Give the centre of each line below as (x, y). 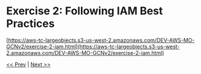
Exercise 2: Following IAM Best (85, 11)
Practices (31, 24)
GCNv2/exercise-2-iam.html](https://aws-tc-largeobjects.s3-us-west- (93, 47)
